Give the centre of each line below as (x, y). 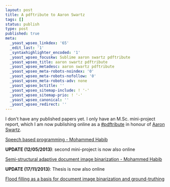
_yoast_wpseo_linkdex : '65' (40, 43)
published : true (22, 34)
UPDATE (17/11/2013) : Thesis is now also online (55, 169)
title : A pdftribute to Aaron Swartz (45, 15)
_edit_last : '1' (27, 48)
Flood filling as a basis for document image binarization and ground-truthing (85, 179)
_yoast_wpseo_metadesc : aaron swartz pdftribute (62, 67)
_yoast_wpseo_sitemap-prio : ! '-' (46, 95)
